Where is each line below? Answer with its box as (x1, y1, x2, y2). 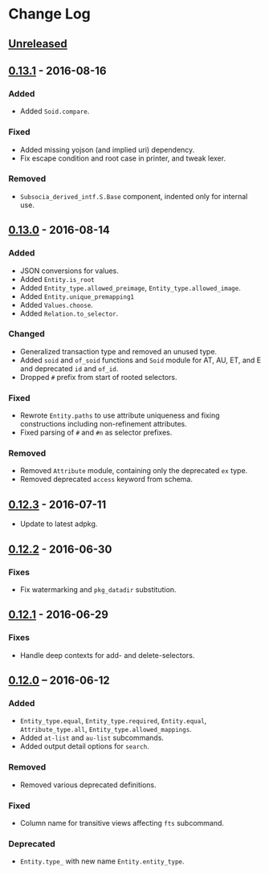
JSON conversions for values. (19, 266, 119, 276)
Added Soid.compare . (19, 106, 90, 116)
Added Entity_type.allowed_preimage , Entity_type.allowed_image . (19, 283, 241, 292)
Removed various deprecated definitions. (19, 780, 157, 790)
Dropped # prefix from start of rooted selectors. (19, 372, 178, 382)
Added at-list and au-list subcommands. (19, 733, 165, 743)
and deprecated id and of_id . (19, 363, 119, 374)
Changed (8, 329, 46, 340)
